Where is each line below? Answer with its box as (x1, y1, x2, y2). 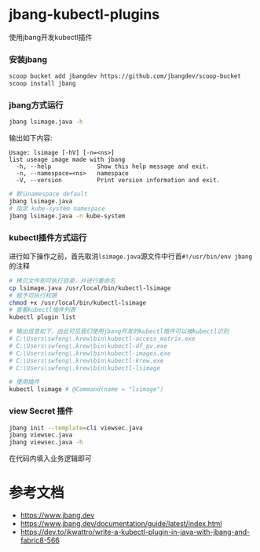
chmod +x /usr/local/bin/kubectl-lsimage (9, 298, 147, 307)
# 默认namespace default (9, 190, 88, 198)
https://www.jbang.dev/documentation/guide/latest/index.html (20, 519, 222, 528)
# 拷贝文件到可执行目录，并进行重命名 (9, 276, 116, 284)
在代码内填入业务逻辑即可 (9, 454, 92, 463)
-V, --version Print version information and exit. (16, 177, 221, 185)
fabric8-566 (20, 536, 60, 545)
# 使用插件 (9, 378, 40, 386)
